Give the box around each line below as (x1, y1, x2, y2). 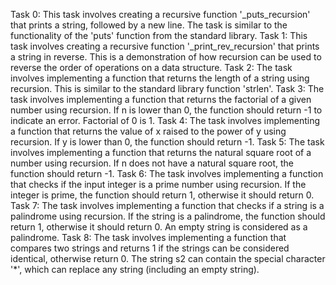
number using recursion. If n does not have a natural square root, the (10, 157, 295, 169)
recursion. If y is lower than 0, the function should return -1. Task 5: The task (10, 136, 325, 148)
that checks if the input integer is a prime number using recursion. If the (10, 179, 307, 190)
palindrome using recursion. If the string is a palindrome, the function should (10, 210, 326, 222)
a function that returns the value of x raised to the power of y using (10, 125, 287, 137)
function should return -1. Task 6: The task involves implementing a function (10, 168, 324, 179)
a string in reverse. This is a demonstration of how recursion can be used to (10, 51, 322, 63)
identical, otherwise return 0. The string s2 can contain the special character (10, 253, 326, 264)
